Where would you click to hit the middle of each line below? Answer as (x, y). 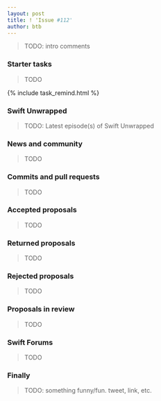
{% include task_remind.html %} (53, 93)
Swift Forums (30, 342)
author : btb (24, 26)
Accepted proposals (42, 210)
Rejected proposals (41, 276)
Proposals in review (41, 309)
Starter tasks (29, 65)
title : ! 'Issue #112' (40, 20)
